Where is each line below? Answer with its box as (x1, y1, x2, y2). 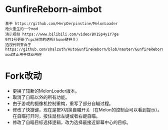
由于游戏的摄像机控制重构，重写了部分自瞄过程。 (12, 100, 113, 106)
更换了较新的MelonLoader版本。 (12, 88, 79, 94)
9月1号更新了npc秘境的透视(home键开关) (5, 37, 78, 42)
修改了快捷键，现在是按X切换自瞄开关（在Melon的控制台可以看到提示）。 (12, 106, 162, 112)
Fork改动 (5, 70, 42, 82)
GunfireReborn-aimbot (5, 4, 102, 15)
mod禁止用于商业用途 (5, 52, 42, 57)
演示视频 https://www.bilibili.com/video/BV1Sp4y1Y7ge (5, 32, 119, 37)
